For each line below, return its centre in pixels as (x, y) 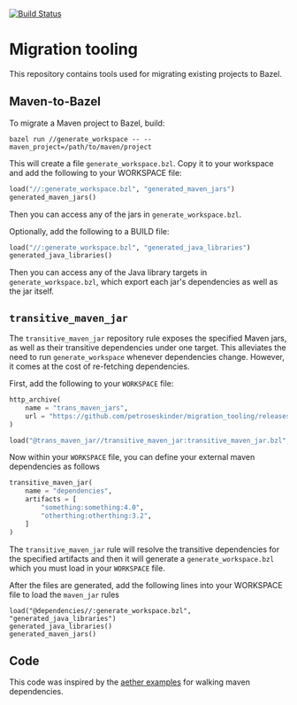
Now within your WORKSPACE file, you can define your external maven (132, 457)
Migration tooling (74, 50)
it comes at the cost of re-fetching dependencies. (99, 366)
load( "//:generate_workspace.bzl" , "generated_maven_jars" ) (122, 189)
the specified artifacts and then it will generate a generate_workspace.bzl (142, 558)
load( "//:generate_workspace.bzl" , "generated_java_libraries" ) (130, 248)
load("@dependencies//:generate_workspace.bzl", (100, 610)
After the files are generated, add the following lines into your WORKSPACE (146, 585)
